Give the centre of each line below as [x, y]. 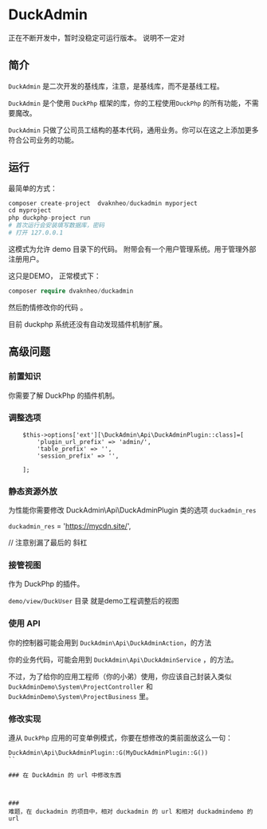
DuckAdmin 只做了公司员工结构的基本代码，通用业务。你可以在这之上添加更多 [133, 130]
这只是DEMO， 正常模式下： [55, 276]
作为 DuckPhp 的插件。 [46, 584]
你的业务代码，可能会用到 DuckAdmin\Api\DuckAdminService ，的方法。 [123, 659]
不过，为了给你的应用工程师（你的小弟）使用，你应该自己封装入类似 [120, 676]
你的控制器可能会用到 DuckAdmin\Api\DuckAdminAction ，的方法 [110, 642]
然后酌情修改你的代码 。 [48, 307]
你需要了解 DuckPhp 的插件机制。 [64, 395]
